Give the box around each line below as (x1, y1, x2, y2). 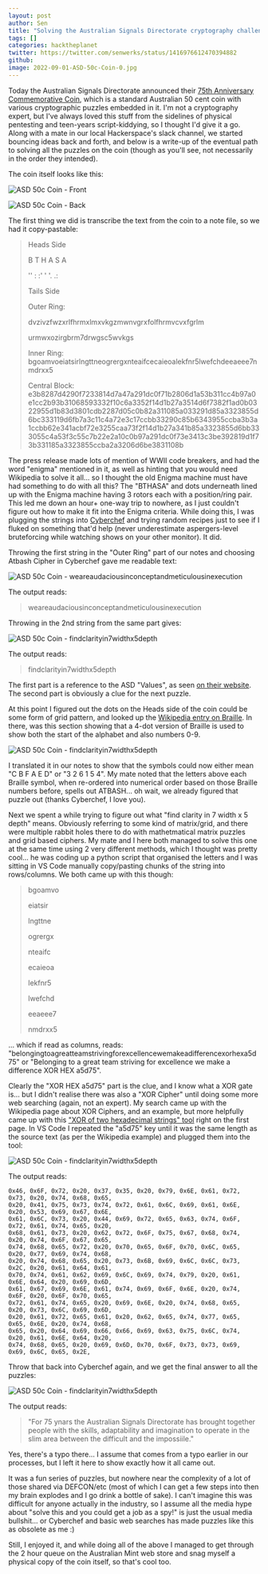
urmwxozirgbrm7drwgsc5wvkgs (27, 333, 134, 342)
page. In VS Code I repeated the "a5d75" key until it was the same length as (8, 1123, 258, 1133)
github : (8, 57, 34, 65)
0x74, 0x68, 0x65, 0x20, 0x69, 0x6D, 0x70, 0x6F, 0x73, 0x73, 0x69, (8, 1340, 241, 1348)
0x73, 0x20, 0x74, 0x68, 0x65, (8, 1193, 112, 1202)
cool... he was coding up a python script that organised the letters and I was (8, 853, 258, 862)
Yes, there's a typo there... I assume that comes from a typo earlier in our (8, 1449, 249, 1459)
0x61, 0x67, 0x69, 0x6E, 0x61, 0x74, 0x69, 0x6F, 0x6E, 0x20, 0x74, (8, 1284, 241, 1292)
